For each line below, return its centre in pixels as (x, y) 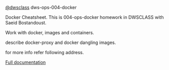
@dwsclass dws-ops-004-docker (41, 7)
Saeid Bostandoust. (26, 23)
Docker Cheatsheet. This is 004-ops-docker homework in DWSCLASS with (84, 17)
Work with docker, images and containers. (50, 32)
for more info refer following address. (45, 52)
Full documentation (26, 62)
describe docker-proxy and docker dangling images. (61, 42)
